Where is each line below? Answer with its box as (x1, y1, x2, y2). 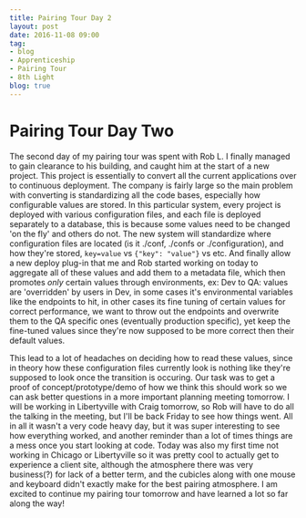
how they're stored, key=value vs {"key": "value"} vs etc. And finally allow (9, 247, 291, 258)
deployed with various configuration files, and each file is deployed (9, 209, 261, 220)
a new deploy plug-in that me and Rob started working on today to (9, 257, 259, 268)
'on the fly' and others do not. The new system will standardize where (9, 228, 271, 239)
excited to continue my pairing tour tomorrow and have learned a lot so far (9, 488, 289, 499)
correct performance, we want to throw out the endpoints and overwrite (9, 306, 280, 316)
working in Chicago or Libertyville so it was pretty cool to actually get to (9, 449, 280, 461)
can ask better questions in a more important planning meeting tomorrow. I (9, 391, 290, 402)
